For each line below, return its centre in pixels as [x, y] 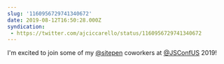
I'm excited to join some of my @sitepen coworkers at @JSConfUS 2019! [112, 53]
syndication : [26, 26]
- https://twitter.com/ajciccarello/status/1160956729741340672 [106, 33]
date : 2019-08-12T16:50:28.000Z [54, 20]
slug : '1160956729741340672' [50, 14]
